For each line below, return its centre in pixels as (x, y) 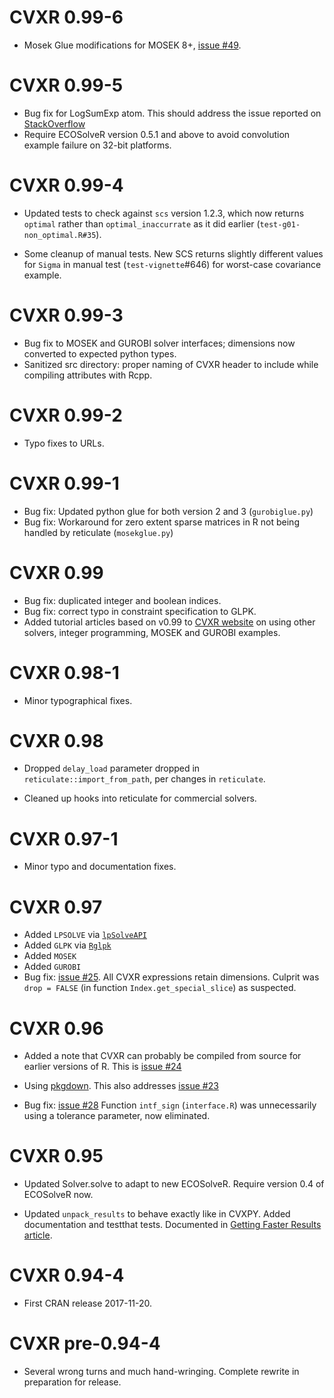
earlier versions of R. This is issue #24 (102, 1067)
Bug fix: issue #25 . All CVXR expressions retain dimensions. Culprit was (171, 977)
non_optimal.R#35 (60, 235)
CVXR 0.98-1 (64, 672)
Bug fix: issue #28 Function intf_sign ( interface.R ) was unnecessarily (170, 1105)
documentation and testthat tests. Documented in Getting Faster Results (172, 1225)
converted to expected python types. (100, 353)
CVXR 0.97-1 (64, 838)
